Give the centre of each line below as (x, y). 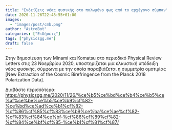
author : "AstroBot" (26, 29)
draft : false (19, 44)
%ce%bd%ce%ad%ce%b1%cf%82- (44, 106)
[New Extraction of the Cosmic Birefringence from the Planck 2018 (76, 74)
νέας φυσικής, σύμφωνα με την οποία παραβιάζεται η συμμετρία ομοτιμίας (86, 69)
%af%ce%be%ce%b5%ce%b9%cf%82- (49, 100)
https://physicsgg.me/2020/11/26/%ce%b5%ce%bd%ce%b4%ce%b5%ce (85, 95)
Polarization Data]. (25, 79)
